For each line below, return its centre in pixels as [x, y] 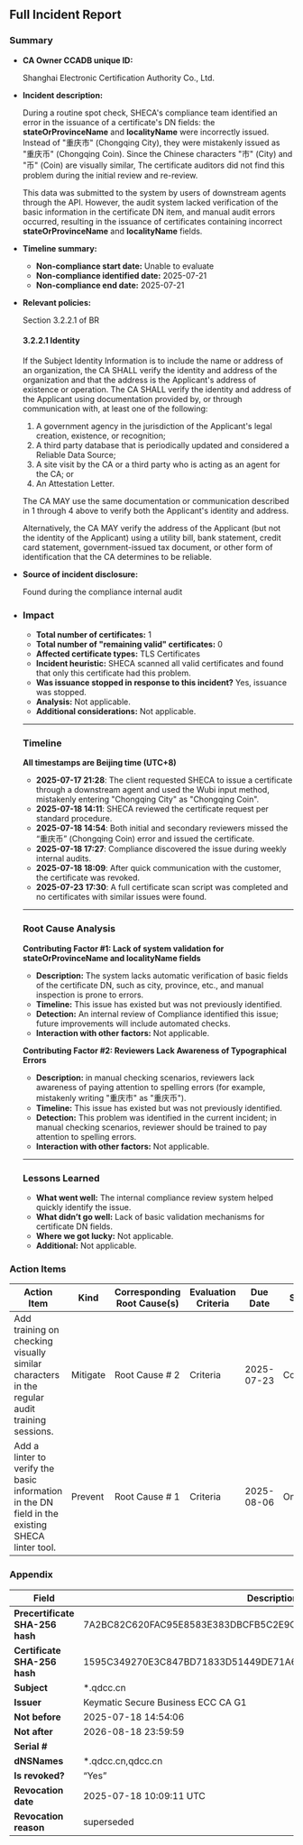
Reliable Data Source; [76, 454]
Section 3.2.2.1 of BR [61, 320]
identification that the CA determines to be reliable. [117, 556]
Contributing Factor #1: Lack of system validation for [123, 948]
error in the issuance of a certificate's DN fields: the [119, 122]
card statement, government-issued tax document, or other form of [147, 547]
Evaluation [212, 1292]
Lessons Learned [61, 1178]
